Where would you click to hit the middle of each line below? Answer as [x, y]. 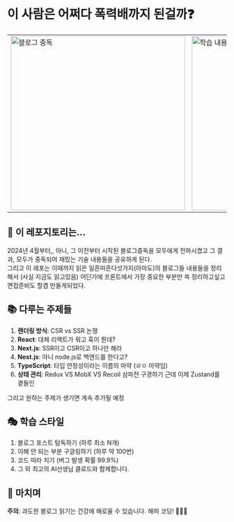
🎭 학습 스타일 [36, 421]
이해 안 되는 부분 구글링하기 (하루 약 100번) [76, 452]
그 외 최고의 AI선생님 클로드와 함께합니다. [73, 469]
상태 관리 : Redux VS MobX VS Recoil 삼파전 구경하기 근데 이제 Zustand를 [119, 374]
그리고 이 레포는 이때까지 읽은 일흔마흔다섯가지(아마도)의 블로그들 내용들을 [108, 268]
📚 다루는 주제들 [39, 310]
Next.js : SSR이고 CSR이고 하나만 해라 [70, 348]
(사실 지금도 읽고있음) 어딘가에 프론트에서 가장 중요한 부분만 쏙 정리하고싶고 [123, 277]
